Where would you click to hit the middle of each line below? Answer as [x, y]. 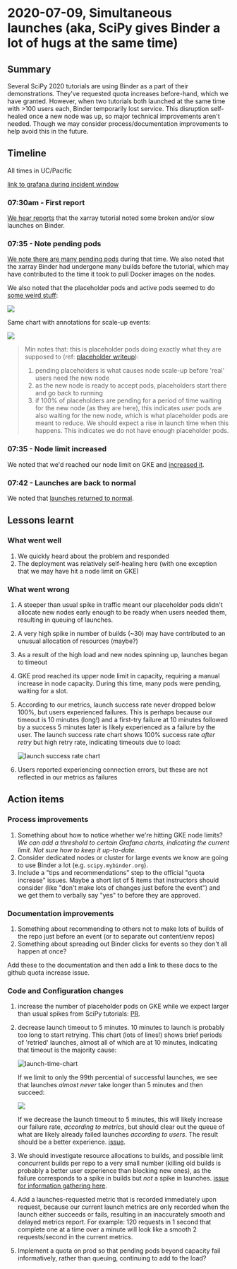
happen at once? [42, 951]
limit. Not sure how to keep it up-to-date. [77, 850]
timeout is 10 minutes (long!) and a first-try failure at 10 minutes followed [122, 719]
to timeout [32, 662]
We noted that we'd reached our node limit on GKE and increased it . [106, 464]
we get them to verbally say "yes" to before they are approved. [109, 895]
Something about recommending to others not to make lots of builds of [121, 929]
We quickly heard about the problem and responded [93, 556]
